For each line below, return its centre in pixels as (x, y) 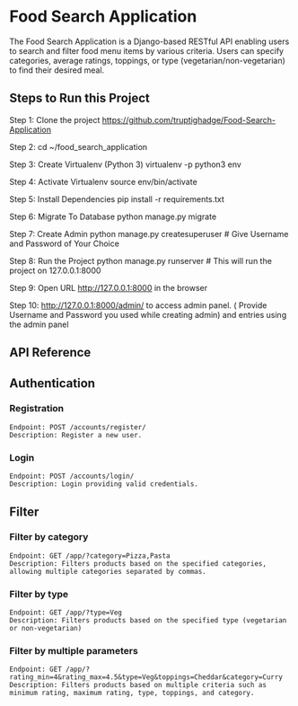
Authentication (53, 383)
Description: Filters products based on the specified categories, (138, 563)
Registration (37, 409)
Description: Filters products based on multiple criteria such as (138, 685)
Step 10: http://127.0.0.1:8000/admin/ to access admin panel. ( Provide (138, 305)
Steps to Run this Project (79, 98)
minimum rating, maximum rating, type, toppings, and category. (132, 693)
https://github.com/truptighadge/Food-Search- (189, 119)
